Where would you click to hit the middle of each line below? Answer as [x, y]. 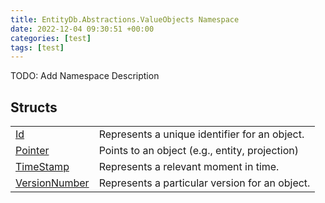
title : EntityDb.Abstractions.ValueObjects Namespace [125, 19]
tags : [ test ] [37, 47]
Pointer [32, 151]
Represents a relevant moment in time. [189, 167]
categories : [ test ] [51, 38]
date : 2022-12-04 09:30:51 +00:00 [82, 29]
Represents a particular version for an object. [204, 183]
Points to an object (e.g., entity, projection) [198, 151]
